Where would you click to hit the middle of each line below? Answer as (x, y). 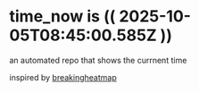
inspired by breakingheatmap (63, 77)
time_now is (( (62, 17)
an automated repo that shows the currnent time (98, 60)
